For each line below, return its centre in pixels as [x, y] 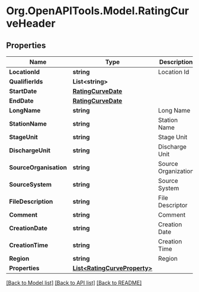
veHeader [31, 23]
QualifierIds [26, 81]
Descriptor [173, 205]
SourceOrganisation [38, 167]
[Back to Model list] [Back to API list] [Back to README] [74, 283]
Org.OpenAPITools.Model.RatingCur [98, 11]
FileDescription [31, 201]
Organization [176, 171]
